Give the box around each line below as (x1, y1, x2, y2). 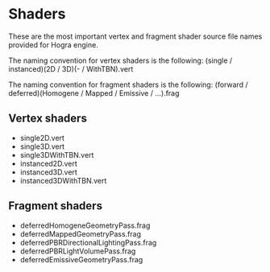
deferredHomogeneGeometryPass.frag (19, 220, 151, 230)
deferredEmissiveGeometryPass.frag (19, 254, 143, 264)
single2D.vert (19, 133, 64, 142)
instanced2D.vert (19, 159, 78, 168)
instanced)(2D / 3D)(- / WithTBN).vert (8, 64, 134, 73)
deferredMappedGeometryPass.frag (19, 229, 142, 238)
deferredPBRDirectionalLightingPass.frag (19, 237, 157, 247)
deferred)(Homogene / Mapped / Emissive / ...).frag (8, 88, 180, 97)
